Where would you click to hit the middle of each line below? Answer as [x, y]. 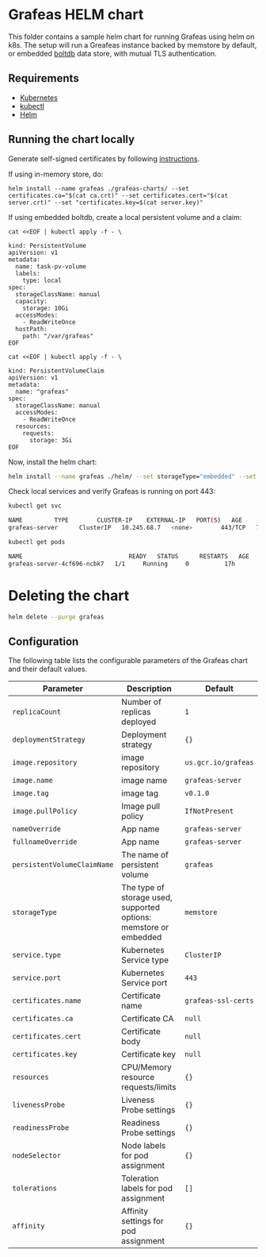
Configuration [44, 641]
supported [141, 908]
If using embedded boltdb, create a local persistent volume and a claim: [125, 217]
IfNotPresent [209, 811]
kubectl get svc [35, 506]
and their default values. [48, 669]
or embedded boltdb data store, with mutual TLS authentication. [113, 53]
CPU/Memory [146, 1067]
